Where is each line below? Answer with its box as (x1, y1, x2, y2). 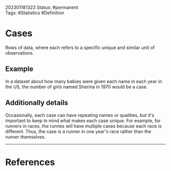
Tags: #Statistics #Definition (5, 10, 65, 16)
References (5, 156, 55, 168)
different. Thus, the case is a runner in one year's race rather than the (5, 128, 152, 134)
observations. (5, 50, 34, 56)
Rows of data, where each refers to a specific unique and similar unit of (5, 44, 155, 51)
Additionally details (5, 99, 68, 107)
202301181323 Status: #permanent (5, 5, 79, 10)
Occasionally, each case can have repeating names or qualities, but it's (5, 112, 154, 118)
